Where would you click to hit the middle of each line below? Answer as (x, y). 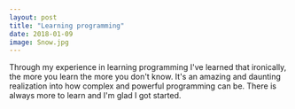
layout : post (33, 17)
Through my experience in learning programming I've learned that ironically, (148, 67)
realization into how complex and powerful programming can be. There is (143, 86)
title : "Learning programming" (67, 26)
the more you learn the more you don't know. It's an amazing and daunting (145, 77)
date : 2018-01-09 (41, 34)
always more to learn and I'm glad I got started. (95, 96)
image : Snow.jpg (39, 42)
